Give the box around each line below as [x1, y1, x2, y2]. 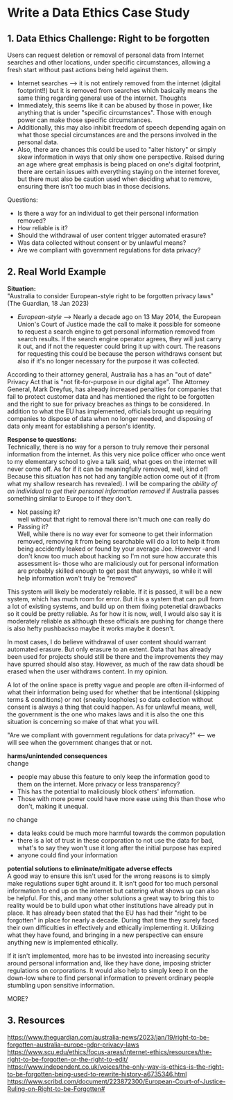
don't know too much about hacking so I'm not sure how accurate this [17, 551, 217, 560]
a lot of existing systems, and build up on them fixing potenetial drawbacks [7, 602, 222, 610]
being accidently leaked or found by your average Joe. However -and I [17, 544, 220, 553]
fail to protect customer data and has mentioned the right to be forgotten [7, 392, 215, 400]
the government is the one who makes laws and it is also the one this [7, 710, 205, 719]
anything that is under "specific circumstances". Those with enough [17, 109, 212, 117]
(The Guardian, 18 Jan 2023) [7, 299, 89, 307]
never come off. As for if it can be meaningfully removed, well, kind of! [7, 465, 208, 473]
